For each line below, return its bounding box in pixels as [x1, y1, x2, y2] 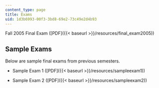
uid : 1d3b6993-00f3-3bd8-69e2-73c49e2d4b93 [5, 16, 97, 21]
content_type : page [5, 7, 46, 12]
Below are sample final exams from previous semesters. [5, 58, 121, 64]
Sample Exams [5, 44, 52, 53]
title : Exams [5, 12, 32, 17]
